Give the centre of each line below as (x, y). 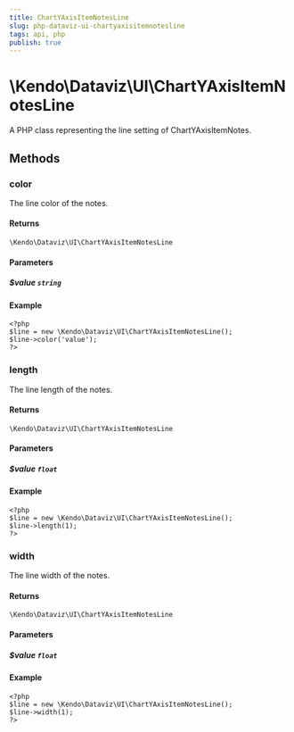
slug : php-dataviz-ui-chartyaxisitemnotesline (97, 26)
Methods (35, 158)
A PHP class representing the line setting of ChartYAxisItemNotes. (131, 130)
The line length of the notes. (61, 389)
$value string (36, 283)
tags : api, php (37, 34)
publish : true (36, 42)
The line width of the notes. (60, 576)
